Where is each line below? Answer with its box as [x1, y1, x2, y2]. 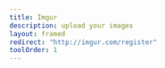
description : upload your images [9, 21, 134, 30]
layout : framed [9, 29, 66, 38]
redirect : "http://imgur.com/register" [9, 37, 158, 47]
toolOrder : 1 [9, 46, 58, 55]
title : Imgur [9, 12, 58, 22]
